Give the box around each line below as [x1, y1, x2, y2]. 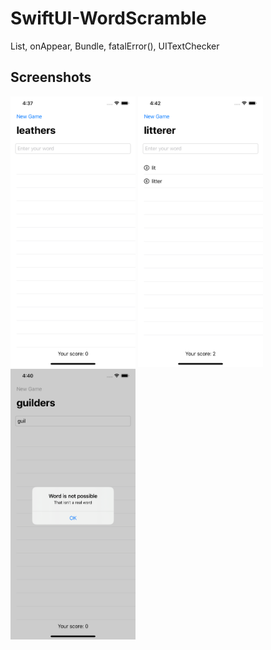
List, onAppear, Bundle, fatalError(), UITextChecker [10, 40, 220, 52]
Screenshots [10, 69, 92, 86]
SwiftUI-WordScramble [10, 7, 207, 30]
